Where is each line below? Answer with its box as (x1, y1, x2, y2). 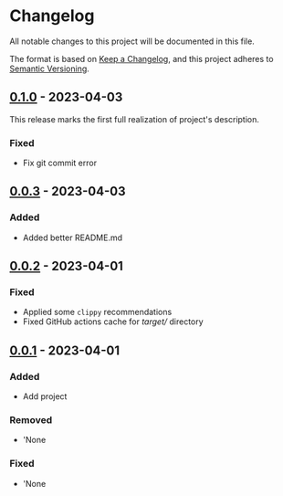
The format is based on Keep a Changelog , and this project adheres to (9, 53, 274, 64)
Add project (22, 391, 68, 402)
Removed (9, 414, 53, 427)
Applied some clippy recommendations (22, 307, 173, 318)
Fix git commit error (22, 157, 98, 169)
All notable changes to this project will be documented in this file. (9, 36, 256, 47)
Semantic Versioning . (9, 63, 89, 74)
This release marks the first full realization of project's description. (9, 113, 260, 124)
